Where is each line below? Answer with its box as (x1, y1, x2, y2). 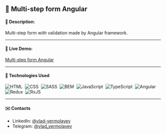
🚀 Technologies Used (5, 73, 50, 79)
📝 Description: (5, 18, 36, 25)
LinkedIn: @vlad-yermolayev (12, 118, 71, 124)
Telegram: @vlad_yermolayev (12, 123, 73, 129)
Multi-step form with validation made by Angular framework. (5, 30, 128, 36)
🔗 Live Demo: (5, 45, 33, 52)
